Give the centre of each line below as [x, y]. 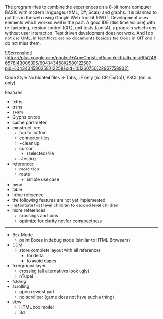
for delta [35, 255]
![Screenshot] [19, 53]
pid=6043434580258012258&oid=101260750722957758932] [67, 68]
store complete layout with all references [60, 250]
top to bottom [33, 133]
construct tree [26, 128]
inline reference [28, 195]
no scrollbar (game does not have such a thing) [66, 297]
